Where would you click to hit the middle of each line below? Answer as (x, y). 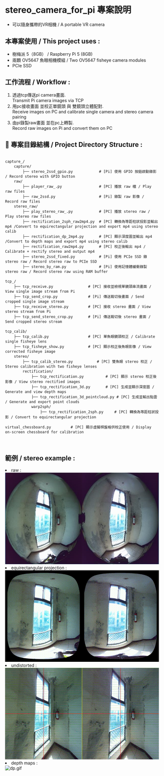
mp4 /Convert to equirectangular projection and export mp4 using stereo (82, 227)
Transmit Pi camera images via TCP (48, 100)
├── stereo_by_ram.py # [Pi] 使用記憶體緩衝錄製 (85, 267)
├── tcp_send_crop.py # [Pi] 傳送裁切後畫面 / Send (79, 297)
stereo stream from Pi (28, 312)
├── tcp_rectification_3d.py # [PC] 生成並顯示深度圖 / (93, 387)
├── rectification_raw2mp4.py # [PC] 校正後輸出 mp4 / (84, 247)
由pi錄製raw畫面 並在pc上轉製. (43, 123)
